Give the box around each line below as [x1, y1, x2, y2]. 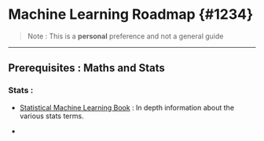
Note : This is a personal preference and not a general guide [27, 31, 224, 41]
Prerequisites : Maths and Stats [8, 61, 165, 75]
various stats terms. [19, 111, 84, 121]
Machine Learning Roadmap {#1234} [8, 5, 254, 23]
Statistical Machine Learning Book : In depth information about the [19, 103, 234, 112]
